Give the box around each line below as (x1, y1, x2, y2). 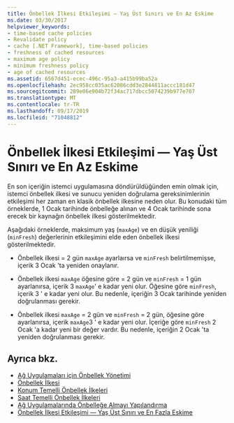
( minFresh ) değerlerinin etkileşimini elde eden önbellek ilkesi (7, 232, 180, 241)
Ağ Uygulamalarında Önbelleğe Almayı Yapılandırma (17, 401, 168, 409)
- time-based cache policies (7, 29, 92, 37)
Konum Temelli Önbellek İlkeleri (17, 386, 108, 394)
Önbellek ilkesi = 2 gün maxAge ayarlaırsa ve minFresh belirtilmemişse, (17, 253, 216, 262)
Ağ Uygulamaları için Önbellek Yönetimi (17, 371, 131, 380)
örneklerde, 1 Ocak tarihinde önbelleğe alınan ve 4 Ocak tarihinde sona (7, 204, 212, 213)
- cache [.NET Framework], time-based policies (7, 43, 149, 50)
